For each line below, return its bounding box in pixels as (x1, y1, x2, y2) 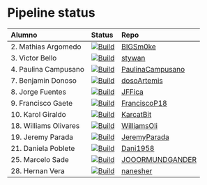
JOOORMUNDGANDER (121, 154, 197, 164)
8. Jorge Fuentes (10, 87, 66, 97)
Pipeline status (7, 5, 95, 21)
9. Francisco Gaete (10, 98, 73, 108)
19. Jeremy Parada (10, 132, 73, 142)
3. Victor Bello (10, 53, 57, 63)
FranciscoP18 (121, 98, 167, 108)
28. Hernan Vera (10, 166, 65, 175)
